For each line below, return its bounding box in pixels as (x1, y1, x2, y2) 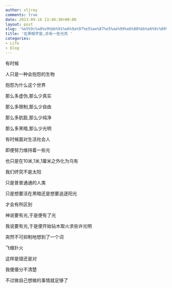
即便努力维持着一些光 (5, 147, 50, 153)
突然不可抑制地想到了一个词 (5, 233, 64, 240)
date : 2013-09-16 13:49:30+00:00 (5, 17, 77, 22)
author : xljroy (5, 7, 38, 13)
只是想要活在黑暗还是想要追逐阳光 (5, 190, 77, 197)
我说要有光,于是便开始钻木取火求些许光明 (5, 223, 92, 229)
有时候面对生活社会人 (5, 136, 50, 142)
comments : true (5, 12, 38, 17)
